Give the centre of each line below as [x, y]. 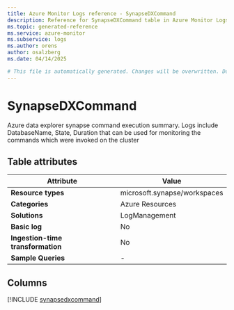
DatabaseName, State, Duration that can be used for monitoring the [104, 132]
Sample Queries [38, 258]
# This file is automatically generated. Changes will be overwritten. [113, 71]
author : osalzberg [34, 53]
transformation [36, 247]
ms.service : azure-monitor [46, 33]
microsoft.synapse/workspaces [172, 193]
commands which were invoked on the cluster [73, 140]
